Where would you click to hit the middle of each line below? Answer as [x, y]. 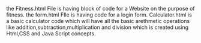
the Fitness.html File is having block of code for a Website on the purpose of [100, 9]
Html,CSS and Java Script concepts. [51, 34]
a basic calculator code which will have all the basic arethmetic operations [98, 21]
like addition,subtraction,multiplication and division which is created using [97, 27]
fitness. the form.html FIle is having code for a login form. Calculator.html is [99, 15]
